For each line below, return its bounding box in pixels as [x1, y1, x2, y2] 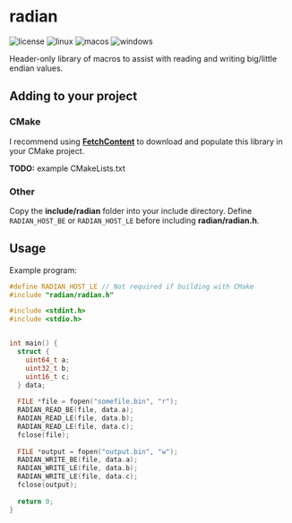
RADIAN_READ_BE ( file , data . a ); [17, 406, 134, 415]
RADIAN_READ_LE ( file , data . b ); [17, 414, 134, 423]
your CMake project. [9, 145, 85, 156]
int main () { [9, 339, 58, 348]
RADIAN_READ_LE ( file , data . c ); [17, 422, 134, 431]
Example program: [9, 264, 78, 275]
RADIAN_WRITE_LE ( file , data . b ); [17, 464, 139, 473]
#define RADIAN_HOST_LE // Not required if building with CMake [9, 282, 254, 291]
